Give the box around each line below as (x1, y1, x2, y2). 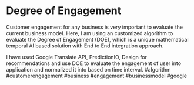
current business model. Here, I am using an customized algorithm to (6, 29, 173, 36)
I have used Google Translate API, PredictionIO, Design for (6, 53, 147, 60)
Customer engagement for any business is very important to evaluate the (6, 23, 183, 30)
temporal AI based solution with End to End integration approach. (6, 42, 164, 49)
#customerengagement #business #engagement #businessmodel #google (6, 72, 187, 79)
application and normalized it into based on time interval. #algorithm (6, 66, 171, 73)
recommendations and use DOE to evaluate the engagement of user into (6, 60, 181, 67)
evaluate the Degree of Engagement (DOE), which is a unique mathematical (6, 36, 189, 43)
